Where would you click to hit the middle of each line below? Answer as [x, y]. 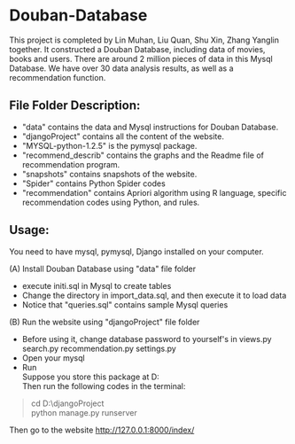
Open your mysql [54, 358]
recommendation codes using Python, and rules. [111, 202]
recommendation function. [58, 77]
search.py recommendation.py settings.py [99, 348]
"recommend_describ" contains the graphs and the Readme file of [143, 155]
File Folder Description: [75, 106]
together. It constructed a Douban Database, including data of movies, [137, 49]
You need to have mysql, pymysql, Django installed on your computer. [136, 251]
